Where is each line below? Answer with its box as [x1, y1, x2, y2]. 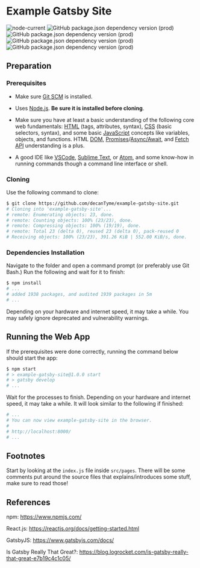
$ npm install [6, 280, 42, 286]
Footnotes [6, 451, 45, 461]
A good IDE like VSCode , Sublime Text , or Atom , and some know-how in [14, 153, 194, 161]
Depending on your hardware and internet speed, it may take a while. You [6, 308, 189, 315]
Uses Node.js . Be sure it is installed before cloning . [14, 104, 145, 112]
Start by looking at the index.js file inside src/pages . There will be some [6, 467, 186, 474]
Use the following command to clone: [6, 188, 99, 196]
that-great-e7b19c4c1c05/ [6, 555, 71, 562]
